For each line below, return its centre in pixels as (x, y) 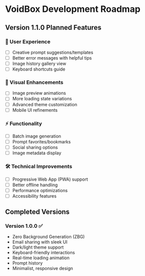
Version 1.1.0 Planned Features (53, 28)
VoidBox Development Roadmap (73, 9)
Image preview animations (39, 93)
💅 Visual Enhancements (34, 82)
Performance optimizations (40, 190)
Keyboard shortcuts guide (39, 69)
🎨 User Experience (28, 42)
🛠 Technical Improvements (39, 166)
